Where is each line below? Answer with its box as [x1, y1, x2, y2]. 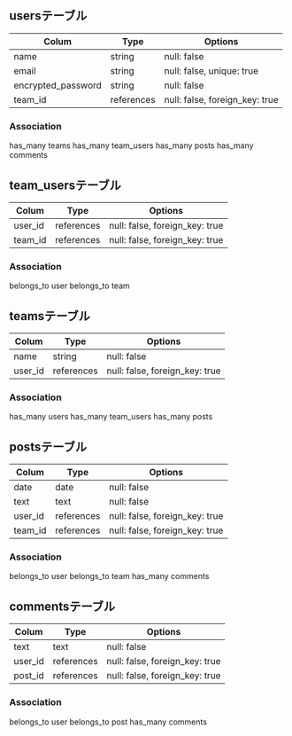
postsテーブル [9, 439, 87, 454]
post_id [13, 669, 44, 682]
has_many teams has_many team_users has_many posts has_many [9, 140, 254, 151]
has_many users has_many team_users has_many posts [9, 411, 213, 422]
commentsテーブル [9, 599, 116, 614]
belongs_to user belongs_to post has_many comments [9, 716, 208, 727]
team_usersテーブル [9, 177, 121, 192]
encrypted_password [13, 79, 102, 91]
